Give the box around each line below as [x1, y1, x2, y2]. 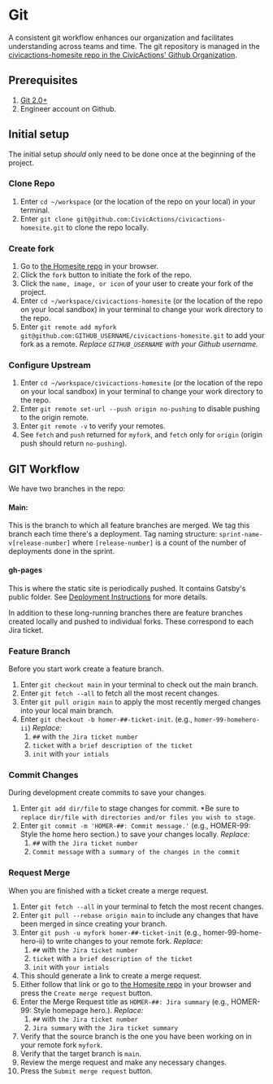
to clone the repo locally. [66, 222, 149, 232]
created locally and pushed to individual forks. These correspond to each [8, 617, 254, 626]
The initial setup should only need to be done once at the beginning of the [8, 149, 256, 159]
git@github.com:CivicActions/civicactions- [76, 215, 226, 223]
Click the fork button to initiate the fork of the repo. [19, 270, 193, 280]
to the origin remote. [19, 413, 89, 423]
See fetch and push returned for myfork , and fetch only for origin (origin [19, 430, 262, 440]
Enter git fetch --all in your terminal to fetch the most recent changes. [19, 902, 264, 911]
